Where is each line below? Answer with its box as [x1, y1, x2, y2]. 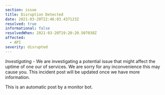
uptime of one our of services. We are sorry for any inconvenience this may [5, 63, 161, 69]
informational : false [5, 26, 50, 31]
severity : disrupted [5, 44, 48, 49]
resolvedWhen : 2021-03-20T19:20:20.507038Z [5, 30, 97, 35]
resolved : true [5, 21, 37, 26]
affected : [5, 35, 26, 40]
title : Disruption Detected [5, 12, 64, 17]
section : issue [5, 7, 37, 12]
